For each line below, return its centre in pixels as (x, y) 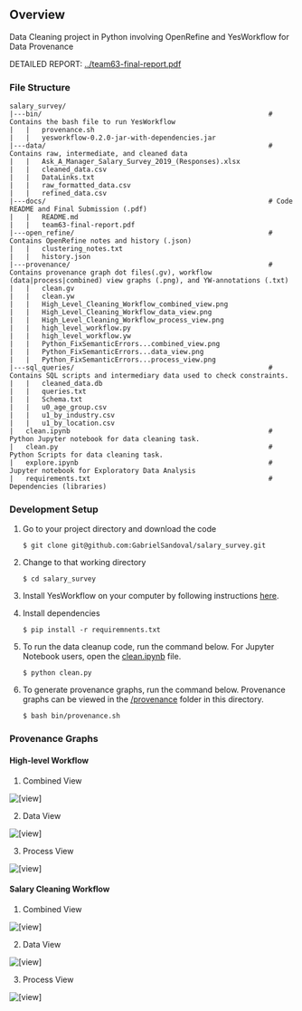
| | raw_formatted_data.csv (70, 186)
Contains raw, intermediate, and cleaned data (99, 154)
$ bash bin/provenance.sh (71, 716)
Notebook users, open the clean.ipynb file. (102, 657)
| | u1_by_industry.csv (62, 416)
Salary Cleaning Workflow (60, 889)
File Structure (40, 87)
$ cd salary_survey (59, 579)
